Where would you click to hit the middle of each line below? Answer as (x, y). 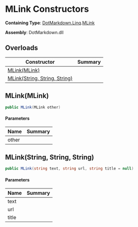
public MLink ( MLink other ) (33, 107)
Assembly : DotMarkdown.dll (34, 32)
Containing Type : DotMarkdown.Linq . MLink (50, 23)
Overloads (22, 48)
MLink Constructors (47, 9)
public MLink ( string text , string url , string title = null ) (69, 169)
